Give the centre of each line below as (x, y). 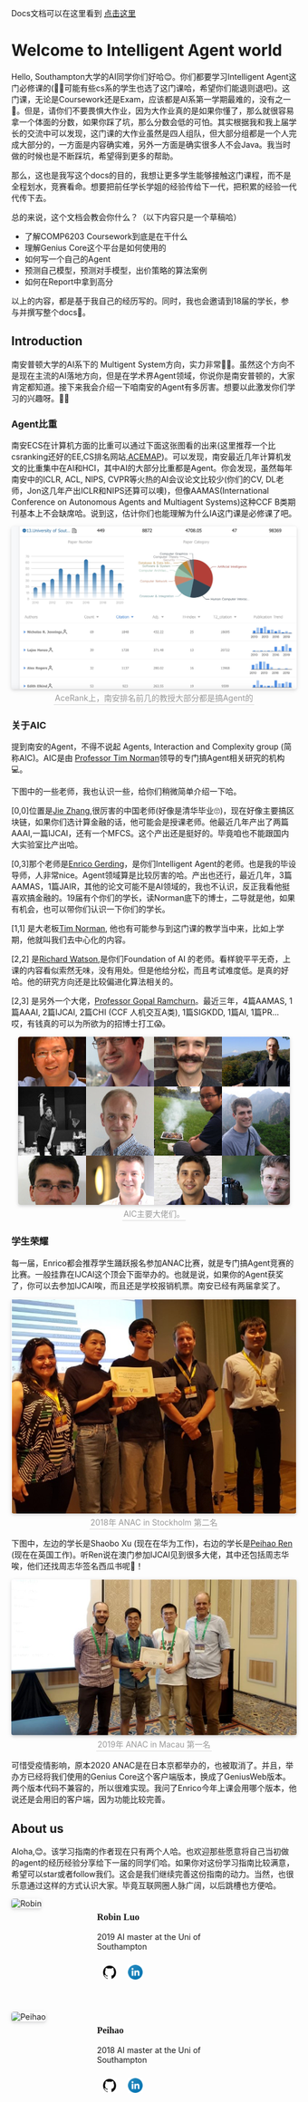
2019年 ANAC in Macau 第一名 (154, 1745)
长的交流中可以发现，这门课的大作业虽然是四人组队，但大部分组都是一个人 (150, 133)
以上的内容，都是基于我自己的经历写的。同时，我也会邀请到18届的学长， (146, 301)
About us (38, 1828)
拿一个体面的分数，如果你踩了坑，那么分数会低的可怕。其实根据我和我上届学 (154, 121)
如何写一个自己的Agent (67, 259)
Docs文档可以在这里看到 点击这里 (73, 13)
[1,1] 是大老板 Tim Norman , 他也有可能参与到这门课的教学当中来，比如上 (144, 929)
